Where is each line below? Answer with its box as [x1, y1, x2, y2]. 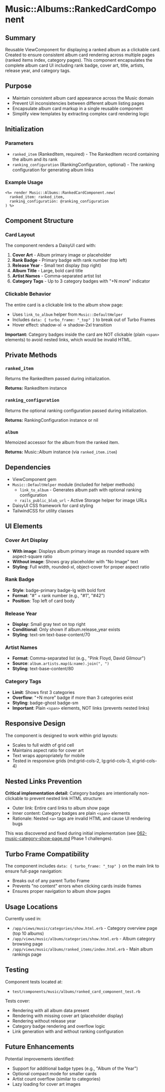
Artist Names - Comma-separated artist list [12, 273, 101, 279]
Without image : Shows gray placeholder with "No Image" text [12, 558, 138, 564]
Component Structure [5, 217, 74, 225]
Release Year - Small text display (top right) [12, 262, 101, 268]
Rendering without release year [12, 1018, 76, 1024]
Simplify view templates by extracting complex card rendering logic [12, 110, 149, 116]
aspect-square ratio [12, 553, 53, 559]
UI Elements [5, 522, 43, 531]
